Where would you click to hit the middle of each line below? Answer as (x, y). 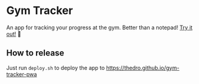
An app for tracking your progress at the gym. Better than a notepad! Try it (100, 27)
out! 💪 (14, 33)
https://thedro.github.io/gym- (143, 68)
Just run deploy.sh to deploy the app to (56, 68)
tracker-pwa (22, 74)
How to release (35, 53)
